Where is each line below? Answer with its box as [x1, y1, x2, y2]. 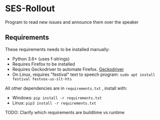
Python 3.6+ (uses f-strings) [12, 56, 70, 62]
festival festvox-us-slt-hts [12, 76, 72, 81]
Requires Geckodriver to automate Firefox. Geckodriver [12, 66, 124, 72]
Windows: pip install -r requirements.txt [12, 95, 102, 100]
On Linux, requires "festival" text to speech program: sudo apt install [12, 72, 156, 77]
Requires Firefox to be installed [12, 61, 75, 67]
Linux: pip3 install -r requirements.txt [12, 100, 97, 106]
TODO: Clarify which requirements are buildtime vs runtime [5, 109, 125, 115]
